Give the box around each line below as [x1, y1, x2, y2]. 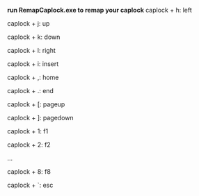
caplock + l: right [7, 47, 56, 54]
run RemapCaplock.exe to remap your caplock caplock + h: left [7, 6, 193, 14]
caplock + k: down [7, 33, 61, 41]
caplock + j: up [7, 19, 50, 27]
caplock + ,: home [7, 73, 59, 81]
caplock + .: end [7, 87, 54, 95]
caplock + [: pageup [7, 100, 65, 108]
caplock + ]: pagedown [7, 114, 74, 122]
